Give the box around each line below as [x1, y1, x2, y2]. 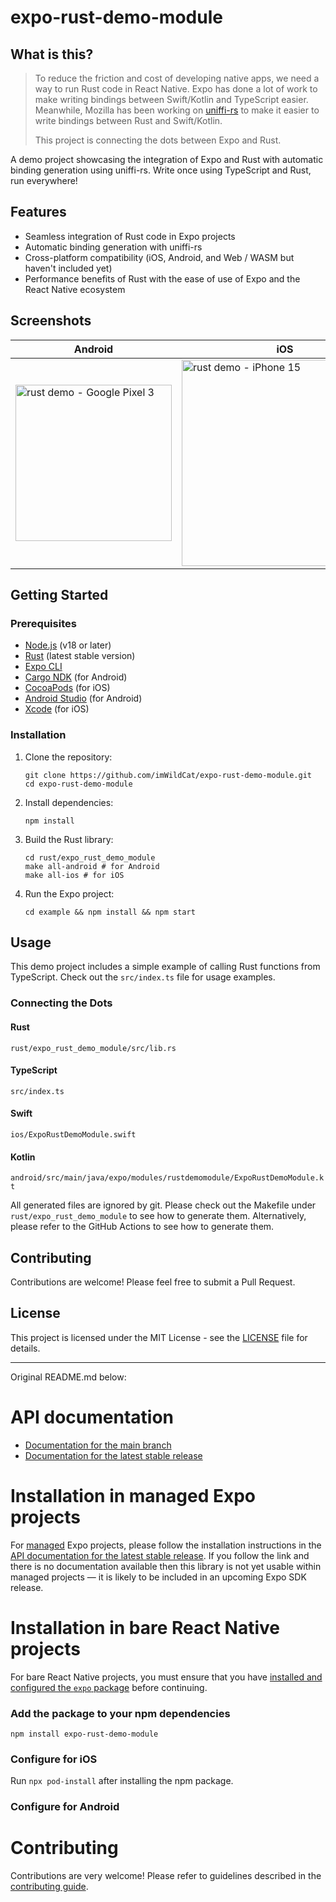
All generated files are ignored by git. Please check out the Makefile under [10, 1199, 317, 1211]
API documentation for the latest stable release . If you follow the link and [10, 1549, 310, 1561]
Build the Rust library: [24, 833, 114, 845]
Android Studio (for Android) [24, 692, 143, 705]
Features [10, 204, 67, 221]
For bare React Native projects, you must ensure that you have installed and [10, 1671, 323, 1683]
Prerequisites [10, 616, 77, 630]
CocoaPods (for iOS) [24, 682, 111, 694]
